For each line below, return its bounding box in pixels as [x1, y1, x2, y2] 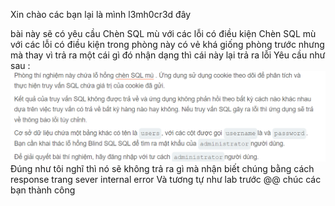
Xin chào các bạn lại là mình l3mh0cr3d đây [10, 9, 192, 20]
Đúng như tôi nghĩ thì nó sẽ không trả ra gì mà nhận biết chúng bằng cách [10, 163, 315, 175]
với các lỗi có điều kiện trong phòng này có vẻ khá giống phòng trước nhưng [10, 39, 325, 50]
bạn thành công [10, 184, 76, 196]
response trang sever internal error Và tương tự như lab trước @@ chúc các [10, 174, 322, 186]
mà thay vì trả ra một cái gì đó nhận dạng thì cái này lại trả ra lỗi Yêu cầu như [10, 49, 326, 61]
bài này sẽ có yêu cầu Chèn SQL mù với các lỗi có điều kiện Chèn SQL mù [10, 28, 317, 39]
